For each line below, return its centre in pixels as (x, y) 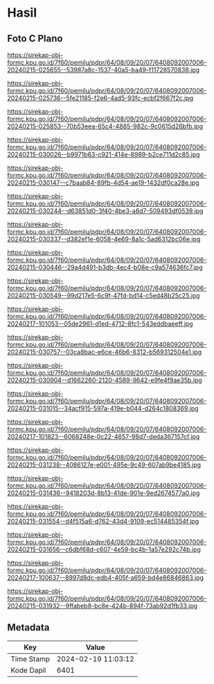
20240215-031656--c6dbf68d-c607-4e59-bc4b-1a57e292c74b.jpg (104, 549)
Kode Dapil (28, 670)
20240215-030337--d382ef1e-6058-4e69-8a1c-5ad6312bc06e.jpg (104, 239)
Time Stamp (30, 659)
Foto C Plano (35, 39)
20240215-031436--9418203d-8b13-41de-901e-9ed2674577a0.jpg (104, 493)
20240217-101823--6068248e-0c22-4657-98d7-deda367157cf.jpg (104, 436)
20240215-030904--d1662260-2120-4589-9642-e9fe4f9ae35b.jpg (105, 380)
